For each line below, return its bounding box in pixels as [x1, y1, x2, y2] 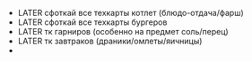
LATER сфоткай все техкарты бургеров [17, 17, 168, 27]
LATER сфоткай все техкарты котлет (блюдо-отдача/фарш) [17, 8, 244, 18]
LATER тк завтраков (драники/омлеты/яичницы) [17, 35, 203, 46]
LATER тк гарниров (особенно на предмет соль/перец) [17, 27, 229, 36]
